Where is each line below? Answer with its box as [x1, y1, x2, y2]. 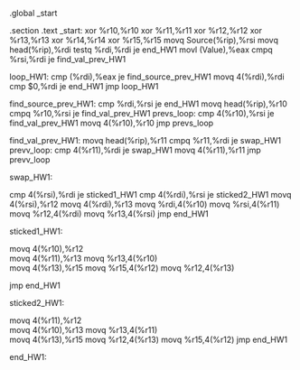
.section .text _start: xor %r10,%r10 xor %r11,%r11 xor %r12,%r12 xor [9, 25, 262, 35]
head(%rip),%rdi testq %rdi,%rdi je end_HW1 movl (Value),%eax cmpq [9, 44, 273, 55]
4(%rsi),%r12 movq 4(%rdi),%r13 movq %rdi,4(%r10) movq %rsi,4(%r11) [9, 199, 280, 209]
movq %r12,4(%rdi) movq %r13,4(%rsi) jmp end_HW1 [9, 208, 210, 219]
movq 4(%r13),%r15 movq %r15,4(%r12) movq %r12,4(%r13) [9, 263, 235, 273]
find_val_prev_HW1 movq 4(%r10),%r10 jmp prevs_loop [9, 117, 214, 128]
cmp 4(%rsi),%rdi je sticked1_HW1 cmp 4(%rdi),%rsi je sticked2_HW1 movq [9, 190, 292, 199]
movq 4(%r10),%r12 [9, 244, 84, 254]
